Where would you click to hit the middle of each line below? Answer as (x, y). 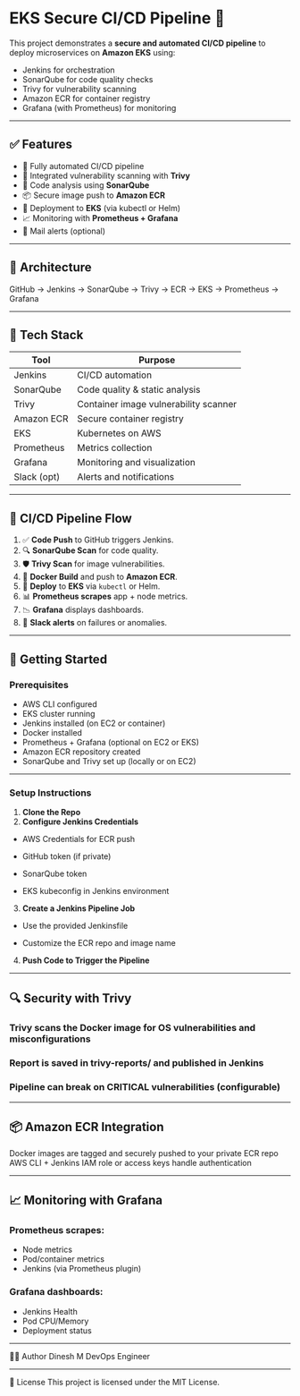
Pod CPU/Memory (55, 1321)
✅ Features (41, 145)
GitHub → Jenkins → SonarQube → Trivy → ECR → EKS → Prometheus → (144, 289)
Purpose (157, 360)
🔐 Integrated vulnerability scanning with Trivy (106, 175)
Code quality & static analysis (139, 390)
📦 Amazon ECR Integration (87, 1127)
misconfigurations (50, 1039)
